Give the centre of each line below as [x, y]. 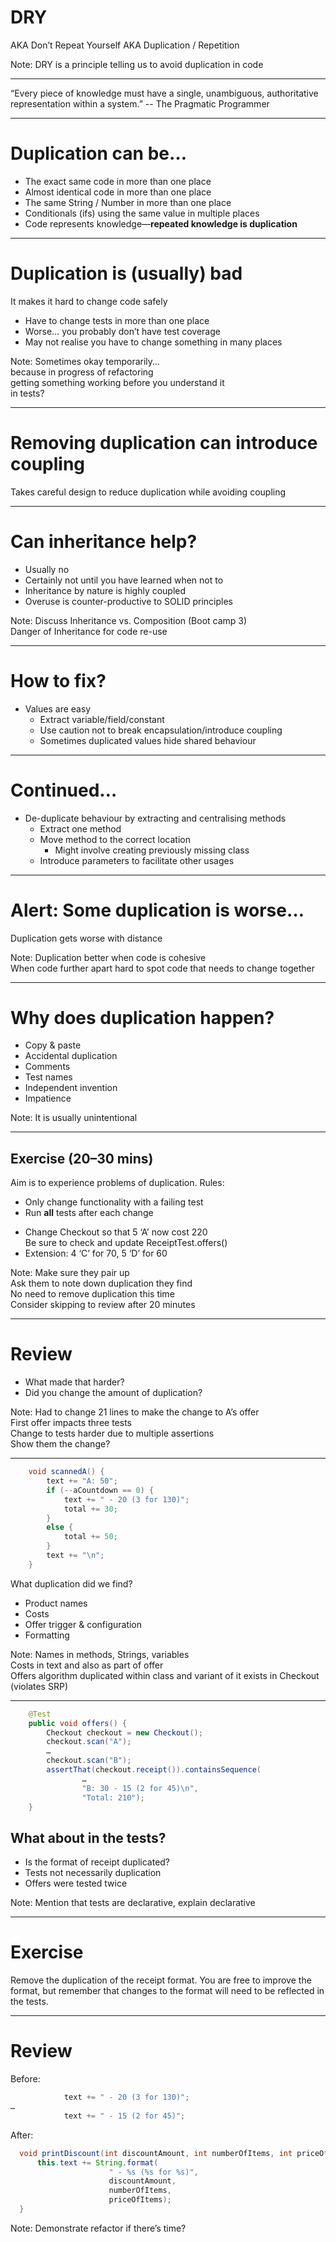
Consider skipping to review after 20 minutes [103, 1305]
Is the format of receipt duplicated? [97, 1862]
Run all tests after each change [89, 1213]
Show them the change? [60, 1444]
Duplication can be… [99, 153]
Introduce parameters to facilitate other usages [137, 860]
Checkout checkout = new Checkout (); [124, 1732]
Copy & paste [53, 1045]
